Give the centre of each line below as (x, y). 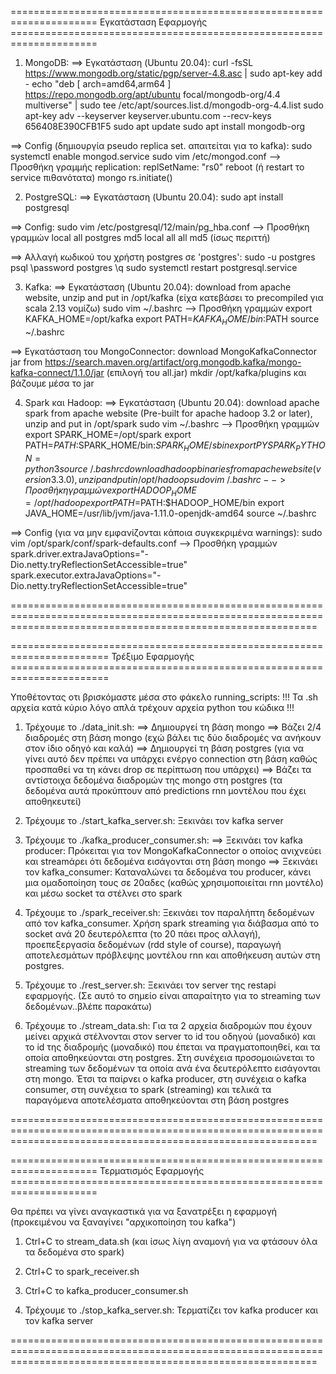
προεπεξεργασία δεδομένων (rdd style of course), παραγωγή (153, 945)
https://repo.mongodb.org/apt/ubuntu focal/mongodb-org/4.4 (152, 94)
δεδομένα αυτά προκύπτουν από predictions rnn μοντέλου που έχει (165, 791)
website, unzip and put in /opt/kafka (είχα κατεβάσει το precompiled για (174, 297)
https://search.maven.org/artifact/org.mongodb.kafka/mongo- (173, 362)
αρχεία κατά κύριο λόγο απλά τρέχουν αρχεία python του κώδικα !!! (152, 708)
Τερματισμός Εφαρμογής (152, 1171)
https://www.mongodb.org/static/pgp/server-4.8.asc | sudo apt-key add (173, 73)
